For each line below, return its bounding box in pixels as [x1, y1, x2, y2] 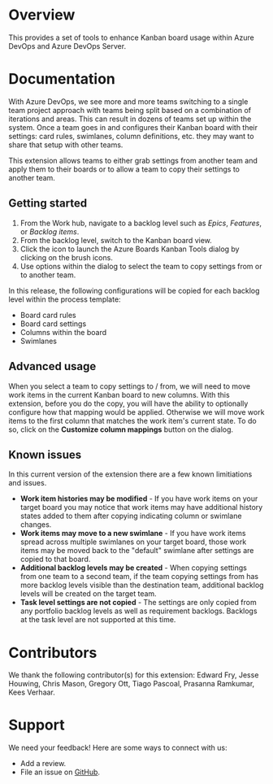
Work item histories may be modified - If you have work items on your [19, 494, 258, 503]
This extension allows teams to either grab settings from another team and [8, 155, 258, 165]
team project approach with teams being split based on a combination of [8, 105, 252, 115]
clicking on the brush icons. [19, 252, 114, 262]
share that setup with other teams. [8, 140, 123, 150]
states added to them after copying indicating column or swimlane [19, 511, 242, 521]
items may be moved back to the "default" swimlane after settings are [19, 546, 254, 555]
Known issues [8, 447, 82, 461]
